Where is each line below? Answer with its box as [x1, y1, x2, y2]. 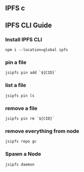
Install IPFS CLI [5, 36, 42, 43]
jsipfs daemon [5, 162, 35, 167]
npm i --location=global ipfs [5, 47, 68, 52]
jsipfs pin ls [5, 93, 35, 98]
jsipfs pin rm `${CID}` [5, 116, 55, 121]
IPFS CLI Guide [5, 21, 52, 29]
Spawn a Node [5, 150, 41, 157]
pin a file [5, 59, 26, 65]
